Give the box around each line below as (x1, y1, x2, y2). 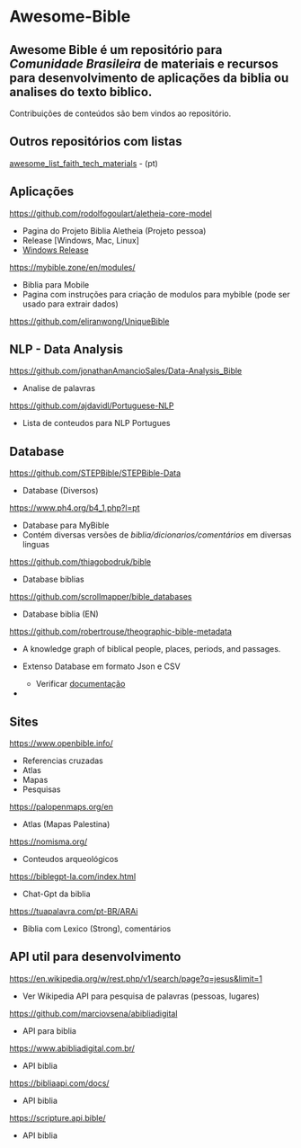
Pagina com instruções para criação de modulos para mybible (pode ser (22, 289, 290, 299)
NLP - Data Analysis (9, 342, 124, 357)
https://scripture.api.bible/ (9, 1112, 106, 1123)
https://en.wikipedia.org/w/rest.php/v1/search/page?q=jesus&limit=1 (9, 973, 263, 983)
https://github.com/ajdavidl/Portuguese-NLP (9, 400, 174, 411)
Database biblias (22, 574, 84, 585)
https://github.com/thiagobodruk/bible (9, 556, 151, 567)
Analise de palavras (22, 383, 96, 394)
